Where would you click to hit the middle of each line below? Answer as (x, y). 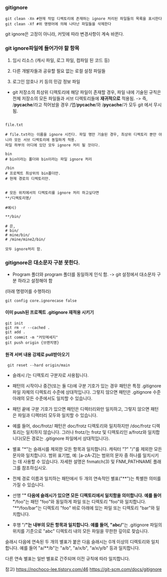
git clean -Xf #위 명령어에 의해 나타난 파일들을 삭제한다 (58, 24)
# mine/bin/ (17, 235)
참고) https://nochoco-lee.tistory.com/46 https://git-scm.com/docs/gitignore (83, 569)
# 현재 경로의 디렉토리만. (28, 179)
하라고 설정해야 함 (35, 280)
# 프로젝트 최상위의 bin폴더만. (33, 173)
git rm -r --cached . (28, 328)
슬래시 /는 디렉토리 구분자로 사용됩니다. (50, 375)
